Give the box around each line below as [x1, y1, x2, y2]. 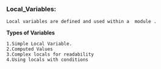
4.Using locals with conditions [6, 57, 88, 63]
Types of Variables [6, 29, 55, 36]
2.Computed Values [6, 46, 53, 53]
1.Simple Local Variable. [6, 41, 72, 47]
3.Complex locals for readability [6, 51, 95, 57]
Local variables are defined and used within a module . [6, 19, 157, 25]
